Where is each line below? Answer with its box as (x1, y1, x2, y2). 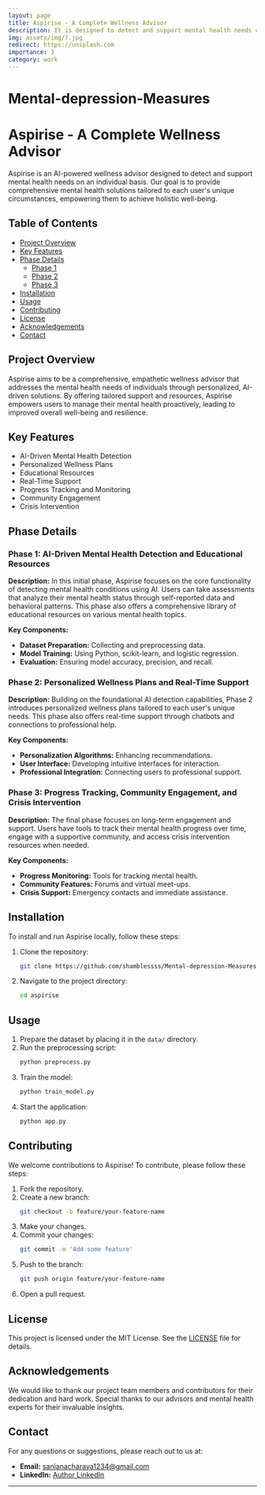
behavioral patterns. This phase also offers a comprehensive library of (8, 601, 237, 611)
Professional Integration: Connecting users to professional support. (19, 767, 242, 777)
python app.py (19, 1117, 66, 1125)
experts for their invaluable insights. (8, 1402, 125, 1411)
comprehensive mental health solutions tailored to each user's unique (8, 186, 235, 194)
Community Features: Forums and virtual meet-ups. (19, 879, 191, 889)
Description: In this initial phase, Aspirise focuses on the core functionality (8, 576, 252, 586)
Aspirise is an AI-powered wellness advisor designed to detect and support (8, 169, 253, 178)
